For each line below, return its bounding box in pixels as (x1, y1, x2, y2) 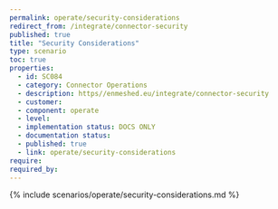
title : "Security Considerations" (9, 38, 140, 48)
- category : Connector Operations (17, 81, 148, 90)
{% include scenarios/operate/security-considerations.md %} (9, 189, 240, 200)
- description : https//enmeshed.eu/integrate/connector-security (17, 89, 270, 98)
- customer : (17, 97, 63, 107)
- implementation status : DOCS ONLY (17, 123, 156, 132)
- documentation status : (17, 131, 111, 140)
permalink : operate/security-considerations (9, 13, 180, 23)
